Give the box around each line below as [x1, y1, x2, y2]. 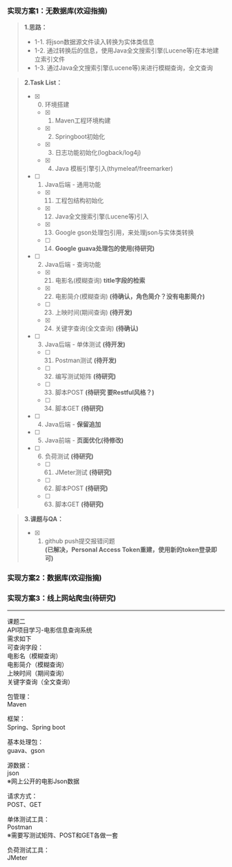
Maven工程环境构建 [55, 116, 111, 125]
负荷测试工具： [7, 846, 50, 854]
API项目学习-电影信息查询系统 [7, 626, 93, 634]
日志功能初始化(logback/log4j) [55, 149, 142, 157]
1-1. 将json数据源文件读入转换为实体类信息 [34, 38, 155, 46]
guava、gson [7, 746, 45, 754]
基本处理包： [7, 738, 43, 746]
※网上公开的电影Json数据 [7, 776, 80, 785]
